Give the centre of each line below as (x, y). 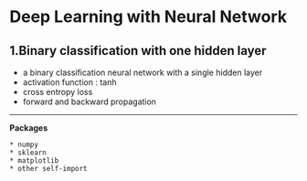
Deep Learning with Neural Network (148, 17)
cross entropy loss (58, 92)
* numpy (24, 144)
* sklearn (28, 153)
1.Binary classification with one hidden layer (138, 51)
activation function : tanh (69, 82)
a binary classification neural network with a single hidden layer (143, 72)
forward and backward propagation (90, 101)
